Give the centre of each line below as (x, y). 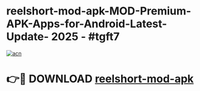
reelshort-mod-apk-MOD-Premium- (99, 11)
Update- (28, 37)
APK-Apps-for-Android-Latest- (87, 24)
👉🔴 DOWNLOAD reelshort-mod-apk (100, 79)
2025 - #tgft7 (85, 37)
